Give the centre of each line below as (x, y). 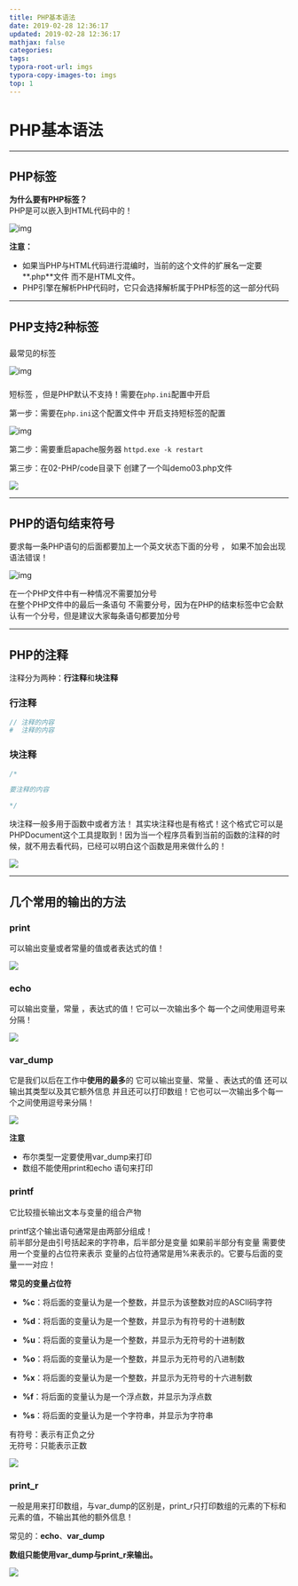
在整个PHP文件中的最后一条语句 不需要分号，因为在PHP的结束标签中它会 (143, 605)
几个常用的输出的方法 (67, 902)
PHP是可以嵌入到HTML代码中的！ (71, 210)
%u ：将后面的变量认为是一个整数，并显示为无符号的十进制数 (133, 1340)
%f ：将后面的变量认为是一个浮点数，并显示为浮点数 (117, 1396)
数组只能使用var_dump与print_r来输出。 (83, 1555)
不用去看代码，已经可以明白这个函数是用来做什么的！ (129, 846)
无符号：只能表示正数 (48, 1445)
